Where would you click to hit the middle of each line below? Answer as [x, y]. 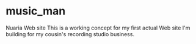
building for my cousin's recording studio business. [70, 34]
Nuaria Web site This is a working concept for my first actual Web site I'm [98, 28]
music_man [36, 11]
